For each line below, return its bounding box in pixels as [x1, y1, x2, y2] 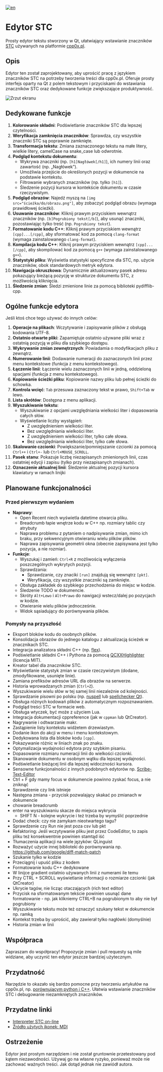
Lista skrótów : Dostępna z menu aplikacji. [12, 397, 97, 403]
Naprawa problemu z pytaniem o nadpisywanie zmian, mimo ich [19, 530, 148, 536]
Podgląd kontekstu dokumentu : [12, 153, 78, 159]
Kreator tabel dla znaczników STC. [12, 663, 82, 668]
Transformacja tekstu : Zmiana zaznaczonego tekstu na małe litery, [12, 143, 147, 149]
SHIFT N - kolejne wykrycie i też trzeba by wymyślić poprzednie [19, 813, 148, 819]
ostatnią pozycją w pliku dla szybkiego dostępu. [12, 340, 109, 346]
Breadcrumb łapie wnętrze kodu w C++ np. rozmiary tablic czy [19, 520, 145, 526]
